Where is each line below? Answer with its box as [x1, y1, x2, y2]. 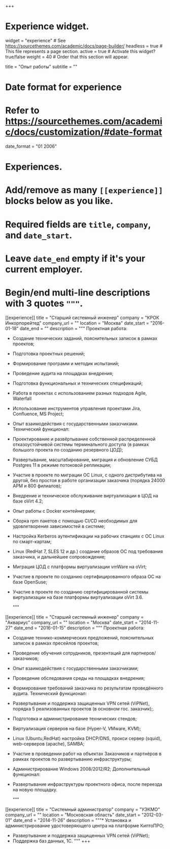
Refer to [5, 105, 40, 116]
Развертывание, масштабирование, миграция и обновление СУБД [12, 457, 158, 463]
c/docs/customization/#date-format [5, 126, 162, 138]
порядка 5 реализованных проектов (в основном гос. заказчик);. [12, 705, 154, 711]
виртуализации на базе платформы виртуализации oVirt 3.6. [12, 594, 144, 600]
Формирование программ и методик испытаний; [12, 360, 119, 366]
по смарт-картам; [12, 538, 52, 544]
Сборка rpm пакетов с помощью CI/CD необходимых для [12, 518, 138, 524]
